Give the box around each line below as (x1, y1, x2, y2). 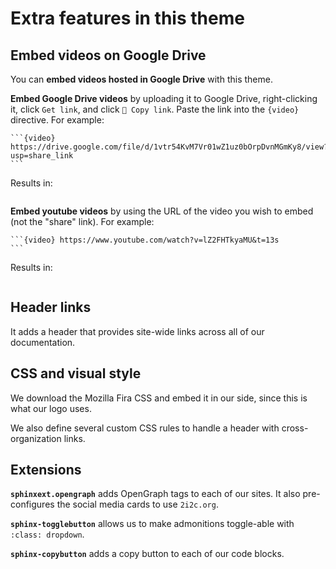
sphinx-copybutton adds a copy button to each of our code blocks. (10, 548, 285, 560)
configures (10, 498, 55, 511)
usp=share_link (10, 151, 74, 161)
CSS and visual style (10, 365, 142, 382)
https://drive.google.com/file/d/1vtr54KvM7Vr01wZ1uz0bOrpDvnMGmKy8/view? (10, 142, 329, 152)
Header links (10, 299, 92, 316)
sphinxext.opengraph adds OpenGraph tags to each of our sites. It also (10, 488, 301, 500)
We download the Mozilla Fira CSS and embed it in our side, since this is (10, 392, 308, 404)
